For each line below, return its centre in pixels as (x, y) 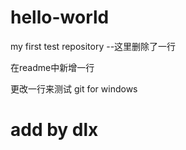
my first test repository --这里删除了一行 (93, 46)
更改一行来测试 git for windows (74, 88)
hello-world (60, 17)
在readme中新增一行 (52, 67)
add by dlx (54, 130)
